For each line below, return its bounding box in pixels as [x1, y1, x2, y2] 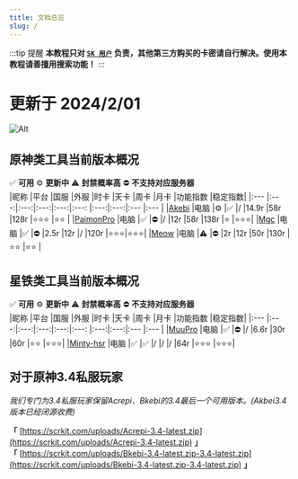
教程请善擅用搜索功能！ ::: [9, 58, 106, 69]
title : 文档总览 [9, 13, 65, 22]
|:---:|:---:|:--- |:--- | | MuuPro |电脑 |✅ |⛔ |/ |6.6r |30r [89, 324, 285, 335]
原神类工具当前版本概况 [9, 152, 139, 167]
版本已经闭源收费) [9, 406, 76, 417]
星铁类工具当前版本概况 [9, 273, 139, 288]
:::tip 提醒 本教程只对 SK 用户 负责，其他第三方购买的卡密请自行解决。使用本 [9, 47, 287, 58]
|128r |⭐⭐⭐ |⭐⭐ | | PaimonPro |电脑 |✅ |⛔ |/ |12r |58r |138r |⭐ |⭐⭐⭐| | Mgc [9, 214, 276, 225]
